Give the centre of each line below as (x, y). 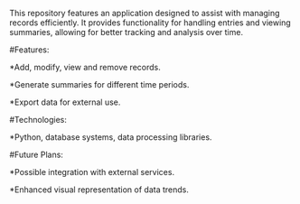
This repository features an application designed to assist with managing (145, 13)
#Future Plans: (36, 154)
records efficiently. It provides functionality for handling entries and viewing (150, 23)
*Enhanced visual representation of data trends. (99, 190)
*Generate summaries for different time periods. (99, 84)
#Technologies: (38, 120)
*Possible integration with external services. (92, 172)
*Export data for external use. (65, 102)
